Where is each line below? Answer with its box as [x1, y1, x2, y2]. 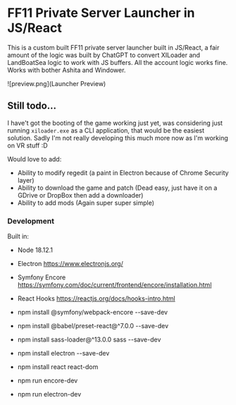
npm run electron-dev [17, 390, 82, 399]
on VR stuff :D [7, 141, 48, 150]
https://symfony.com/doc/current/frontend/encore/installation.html [17, 281, 212, 289]
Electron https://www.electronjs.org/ [17, 260, 123, 268]
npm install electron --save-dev [17, 349, 110, 358]
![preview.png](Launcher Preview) [7, 79, 106, 87]
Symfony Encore [17, 273, 66, 282]
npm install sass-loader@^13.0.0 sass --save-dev [17, 335, 161, 344]
